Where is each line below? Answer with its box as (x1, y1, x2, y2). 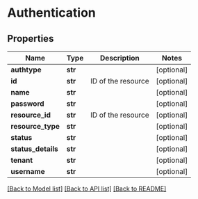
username (10, 167, 45, 176)
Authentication (7, 5, 96, 21)
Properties (7, 33, 54, 45)
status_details (10, 144, 59, 154)
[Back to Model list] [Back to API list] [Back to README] (7, 184, 167, 193)
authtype (10, 65, 42, 74)
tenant (10, 155, 33, 165)
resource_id (10, 110, 51, 120)
